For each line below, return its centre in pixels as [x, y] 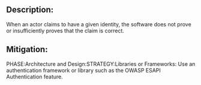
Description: [30, 10]
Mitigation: [27, 49]
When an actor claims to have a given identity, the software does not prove [99, 24]
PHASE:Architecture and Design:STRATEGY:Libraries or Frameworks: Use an [101, 64]
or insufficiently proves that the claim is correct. [65, 31]
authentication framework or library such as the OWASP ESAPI [83, 70]
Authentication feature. [34, 77]
